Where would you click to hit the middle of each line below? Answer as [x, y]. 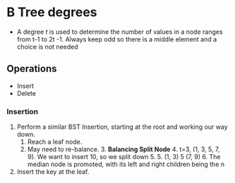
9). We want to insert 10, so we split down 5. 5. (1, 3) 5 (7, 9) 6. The [124, 157]
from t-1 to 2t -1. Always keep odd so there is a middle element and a [117, 39]
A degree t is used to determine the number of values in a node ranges [120, 32]
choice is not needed [47, 46]
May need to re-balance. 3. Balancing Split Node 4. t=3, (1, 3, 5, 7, [123, 149]
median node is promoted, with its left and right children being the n [126, 164]
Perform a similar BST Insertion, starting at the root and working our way [122, 127]
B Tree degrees [52, 12]
